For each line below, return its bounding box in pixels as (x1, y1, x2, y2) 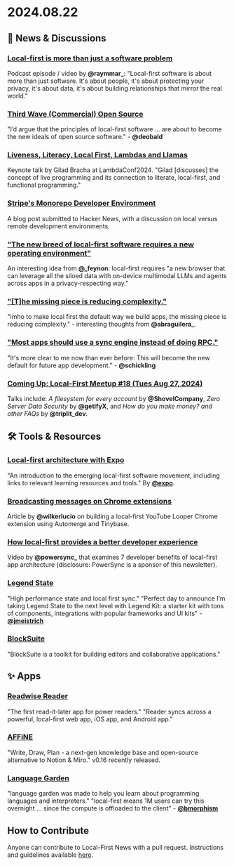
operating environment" (7, 248, 92, 258)
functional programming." (7, 181, 81, 190)
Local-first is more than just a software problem (7, 53, 173, 63)
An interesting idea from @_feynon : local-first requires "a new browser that (7, 264, 226, 273)
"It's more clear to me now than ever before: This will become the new (7, 353, 210, 362)
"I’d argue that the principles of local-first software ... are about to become (7, 125, 222, 133)
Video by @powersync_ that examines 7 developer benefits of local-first (7, 553, 218, 562)
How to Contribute (7, 825, 90, 837)
